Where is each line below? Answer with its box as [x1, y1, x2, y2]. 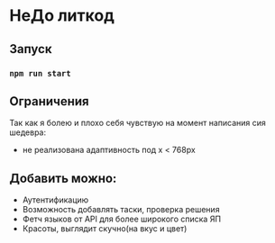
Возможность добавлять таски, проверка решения [22, 204, 220, 215]
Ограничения [9, 94, 89, 109]
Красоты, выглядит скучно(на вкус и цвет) [22, 223, 188, 234]
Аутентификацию [22, 194, 89, 205]
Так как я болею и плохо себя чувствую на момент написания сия [9, 118, 266, 129]
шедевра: [9, 127, 47, 138]
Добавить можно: [9, 170, 117, 185]
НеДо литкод [9, 5, 115, 26]
